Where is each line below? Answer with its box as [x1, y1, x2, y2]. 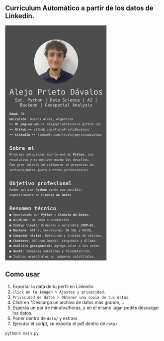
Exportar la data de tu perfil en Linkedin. [12, 283, 95, 289]
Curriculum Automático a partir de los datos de [5, 4, 154, 12]
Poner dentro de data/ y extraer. [12, 315, 79, 321]
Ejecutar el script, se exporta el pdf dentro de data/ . [12, 321, 119, 327]
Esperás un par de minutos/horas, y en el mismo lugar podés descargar [12, 305, 159, 311]
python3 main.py [5, 331, 39, 336]
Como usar [5, 270, 40, 279]
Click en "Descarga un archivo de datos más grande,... [12, 299, 124, 305]
